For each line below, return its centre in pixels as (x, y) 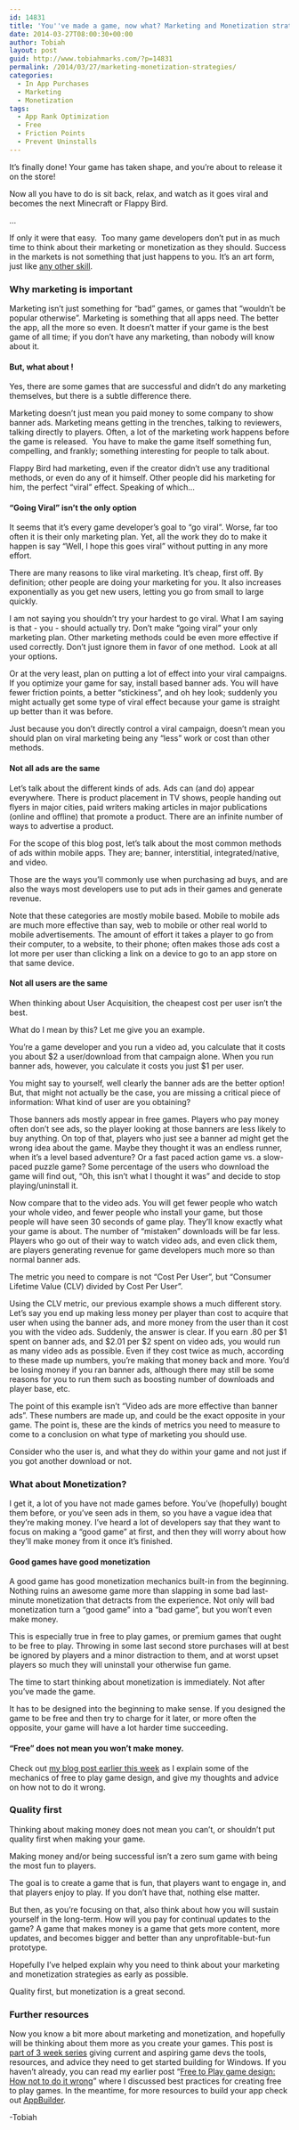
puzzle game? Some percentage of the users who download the (152, 1167)
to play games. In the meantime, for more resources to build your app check (148, 2091)
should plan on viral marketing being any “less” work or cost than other (139, 738)
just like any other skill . (51, 266)
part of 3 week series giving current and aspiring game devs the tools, (138, 2053)
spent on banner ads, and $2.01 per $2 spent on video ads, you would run (145, 1341)
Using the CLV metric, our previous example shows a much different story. (145, 1303)
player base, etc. (40, 1388)
